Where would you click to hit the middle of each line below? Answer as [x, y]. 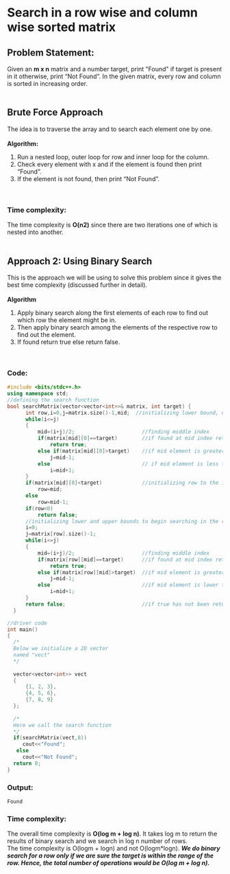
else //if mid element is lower [128, 585]
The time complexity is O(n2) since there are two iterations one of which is [112, 225]
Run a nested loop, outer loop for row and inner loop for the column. [113, 157]
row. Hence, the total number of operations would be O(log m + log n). [108, 863]
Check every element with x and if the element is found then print [109, 164]
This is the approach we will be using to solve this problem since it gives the [114, 277]
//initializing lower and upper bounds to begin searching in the [122, 521]
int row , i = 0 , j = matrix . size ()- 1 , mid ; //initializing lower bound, [122, 413]
